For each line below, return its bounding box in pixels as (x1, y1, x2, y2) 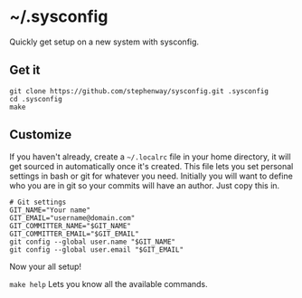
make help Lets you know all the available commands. (9, 278, 208, 289)
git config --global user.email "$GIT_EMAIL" (9, 245, 184, 255)
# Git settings (9, 197, 67, 207)
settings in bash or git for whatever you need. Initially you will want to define (9, 170, 294, 181)
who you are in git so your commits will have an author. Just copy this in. (9, 179, 280, 191)
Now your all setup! (9, 261, 82, 272)
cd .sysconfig (9, 94, 63, 103)
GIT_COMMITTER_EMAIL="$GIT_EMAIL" (9, 229, 140, 238)
